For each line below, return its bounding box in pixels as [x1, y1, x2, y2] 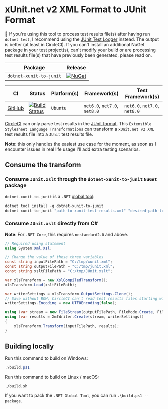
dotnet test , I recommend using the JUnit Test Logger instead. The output [5, 36, 159, 42]
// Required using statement [5, 241, 66, 246]
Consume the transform [5, 161, 81, 169]
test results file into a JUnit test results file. [5, 131, 93, 137]
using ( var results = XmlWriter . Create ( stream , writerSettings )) [5, 314, 144, 319]
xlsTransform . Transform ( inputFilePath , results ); [14, 323, 120, 329]
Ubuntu [51, 105, 67, 111]
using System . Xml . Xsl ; [5, 246, 52, 251]
